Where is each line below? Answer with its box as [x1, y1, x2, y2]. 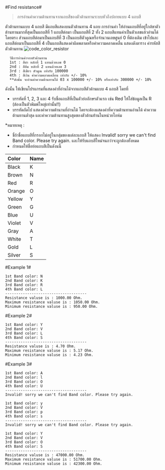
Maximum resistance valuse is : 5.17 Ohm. [5, 348, 94, 353]
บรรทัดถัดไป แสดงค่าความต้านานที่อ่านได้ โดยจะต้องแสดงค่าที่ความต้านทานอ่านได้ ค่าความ [12, 107, 157, 112]
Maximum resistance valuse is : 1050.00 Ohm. [5, 300, 100, 305]
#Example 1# [5, 264, 31, 270]
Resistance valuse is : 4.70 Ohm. [5, 344, 76, 349]
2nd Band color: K [5, 278, 43, 283]
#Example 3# [5, 361, 32, 367]
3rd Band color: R [5, 283, 43, 288]
